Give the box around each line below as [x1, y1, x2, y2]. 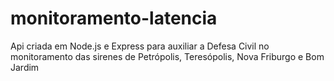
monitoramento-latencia [10, 7, 218, 30]
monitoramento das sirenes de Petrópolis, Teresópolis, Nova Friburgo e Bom [10, 50, 325, 62]
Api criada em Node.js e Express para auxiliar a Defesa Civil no [10, 40, 270, 52]
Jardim [10, 61, 40, 73]
